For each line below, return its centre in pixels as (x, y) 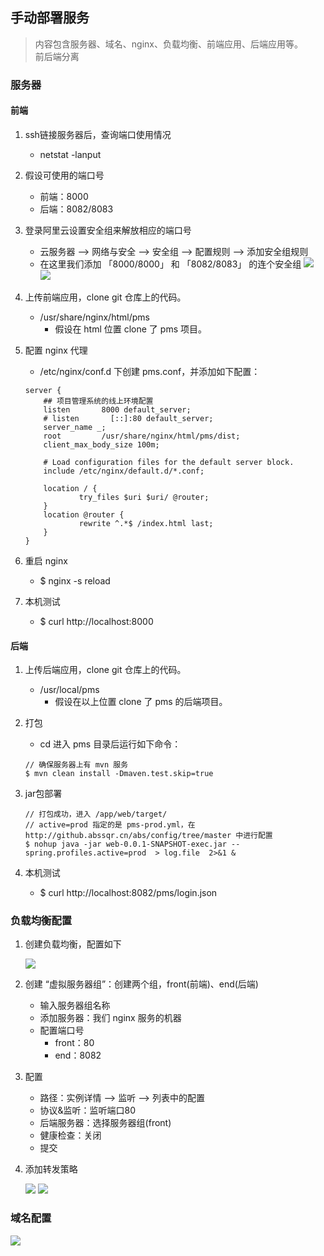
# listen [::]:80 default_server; (128, 418)
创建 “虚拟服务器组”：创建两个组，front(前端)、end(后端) (141, 984)
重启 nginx (46, 560)
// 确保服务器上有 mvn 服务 (76, 765)
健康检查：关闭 (70, 1135)
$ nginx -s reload (75, 580)
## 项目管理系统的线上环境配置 (98, 401)
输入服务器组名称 (75, 1005)
